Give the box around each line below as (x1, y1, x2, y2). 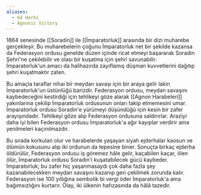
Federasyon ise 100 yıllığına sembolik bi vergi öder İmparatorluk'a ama (6, 176, 181, 183)
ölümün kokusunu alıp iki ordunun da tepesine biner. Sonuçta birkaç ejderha (6, 143, 196, 151)
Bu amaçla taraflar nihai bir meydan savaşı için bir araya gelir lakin (6, 80, 170, 88)
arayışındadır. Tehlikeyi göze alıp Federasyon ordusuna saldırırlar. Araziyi (6, 112, 187, 120)
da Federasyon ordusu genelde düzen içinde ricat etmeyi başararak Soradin (6, 50, 195, 57)
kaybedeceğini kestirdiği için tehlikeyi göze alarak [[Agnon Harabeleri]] (6, 93, 182, 100)
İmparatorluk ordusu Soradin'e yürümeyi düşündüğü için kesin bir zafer (6, 106, 183, 113)
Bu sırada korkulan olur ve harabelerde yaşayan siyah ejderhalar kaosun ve (6, 137, 193, 144)
